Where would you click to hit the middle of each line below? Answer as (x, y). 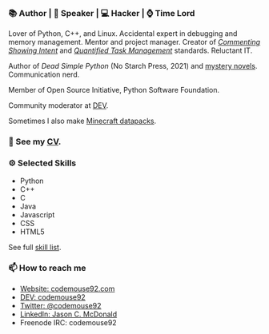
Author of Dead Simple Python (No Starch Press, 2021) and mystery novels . (133, 66)
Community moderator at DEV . (58, 105)
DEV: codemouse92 (52, 297)
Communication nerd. (44, 74)
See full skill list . (35, 247)
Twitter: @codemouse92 (60, 305)
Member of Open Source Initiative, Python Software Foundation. (114, 90)
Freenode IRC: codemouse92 (68, 322)
